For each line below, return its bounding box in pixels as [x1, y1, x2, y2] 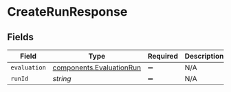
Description [184, 52, 224, 61]
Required [147, 52, 179, 61]
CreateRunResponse [7, 4, 128, 20]
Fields [7, 31, 34, 43]
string [52, 74, 71, 83]
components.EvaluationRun [52, 63, 142, 72]
